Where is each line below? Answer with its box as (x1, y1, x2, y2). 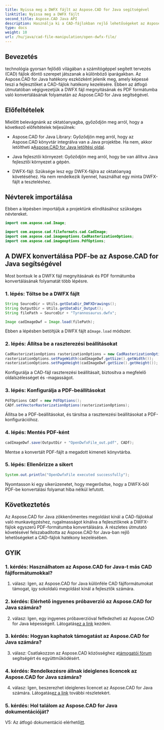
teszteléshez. (24, 178, 52, 184)
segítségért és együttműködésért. (12, 655, 81, 661)
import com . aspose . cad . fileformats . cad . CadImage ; (5, 229, 108, 234)
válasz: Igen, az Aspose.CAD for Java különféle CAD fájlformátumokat (12, 580, 153, 586)
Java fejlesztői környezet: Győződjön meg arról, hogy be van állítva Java (12, 153, 158, 159)
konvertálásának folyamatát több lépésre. (5, 278, 89, 284)
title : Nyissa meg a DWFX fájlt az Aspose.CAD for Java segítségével (5, 7, 150, 12)
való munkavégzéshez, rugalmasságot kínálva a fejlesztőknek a (5, 519, 133, 525)
